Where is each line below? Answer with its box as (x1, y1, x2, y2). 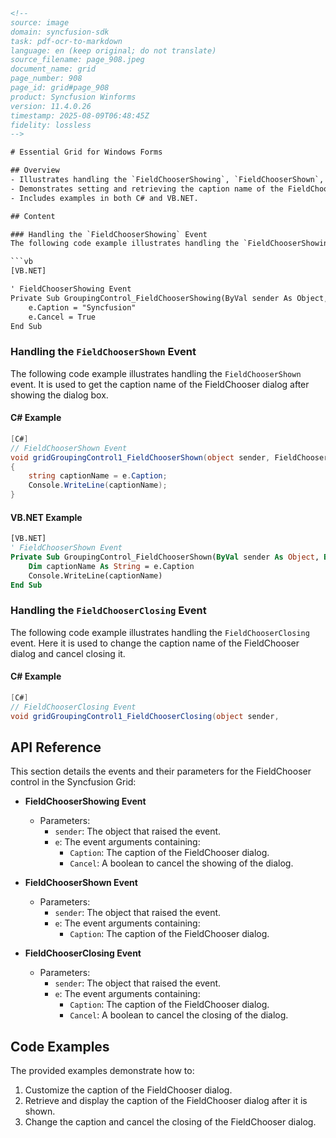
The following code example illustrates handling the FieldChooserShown (10, 367, 302, 379)
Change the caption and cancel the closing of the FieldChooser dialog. (24, 1116, 317, 1128)
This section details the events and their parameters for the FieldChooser (10, 765, 312, 778)
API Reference (10, 739, 102, 756)
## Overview (10, 165, 60, 176)
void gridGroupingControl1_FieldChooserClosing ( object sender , (10, 711, 280, 721)
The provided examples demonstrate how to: (10, 1065, 195, 1077)
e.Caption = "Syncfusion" (28, 302, 137, 313)
